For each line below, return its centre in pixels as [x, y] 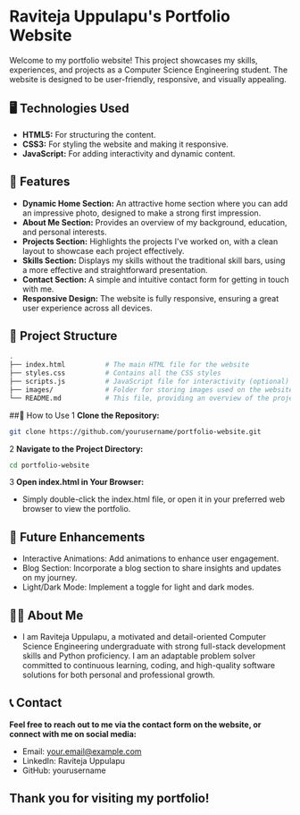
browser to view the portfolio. [76, 509]
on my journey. [50, 578]
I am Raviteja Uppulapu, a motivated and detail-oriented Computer [144, 637]
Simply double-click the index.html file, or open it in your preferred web [154, 499]
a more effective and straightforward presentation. [115, 269]
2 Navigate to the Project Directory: [76, 448]
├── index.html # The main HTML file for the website [129, 365]
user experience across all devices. [87, 308]
